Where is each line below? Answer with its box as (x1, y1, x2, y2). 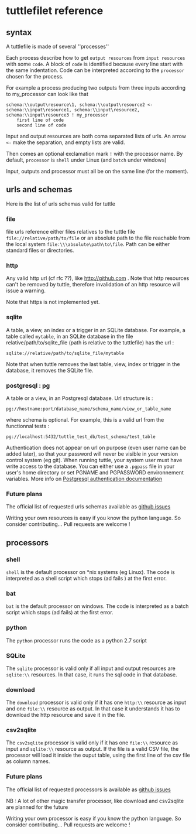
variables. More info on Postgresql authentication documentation (6, 476, 163, 482)
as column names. (6, 758, 50, 765)
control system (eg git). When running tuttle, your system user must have (6, 457, 183, 463)
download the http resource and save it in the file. (6, 712, 126, 719)
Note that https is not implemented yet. (6, 299, 100, 306)
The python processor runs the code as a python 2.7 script (6, 637, 147, 644)
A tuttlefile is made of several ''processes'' (6, 43, 109, 50)
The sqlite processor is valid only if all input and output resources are (6, 665, 176, 672)
